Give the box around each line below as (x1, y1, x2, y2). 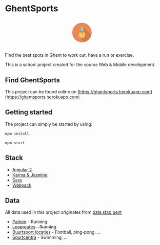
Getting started (5, 108, 53, 116)
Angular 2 (12, 167, 32, 173)
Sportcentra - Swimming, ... (12, 234, 68, 240)
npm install (5, 131, 29, 136)
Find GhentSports (5, 76, 60, 84)
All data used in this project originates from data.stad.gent (5, 209, 122, 215)
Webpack (12, 182, 32, 188)
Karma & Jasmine (12, 172, 48, 178)
